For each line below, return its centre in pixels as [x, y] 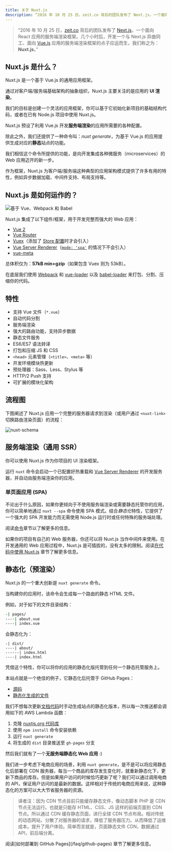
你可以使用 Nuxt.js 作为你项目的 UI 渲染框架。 [53, 461]
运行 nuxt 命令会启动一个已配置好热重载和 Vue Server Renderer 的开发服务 [84, 471]
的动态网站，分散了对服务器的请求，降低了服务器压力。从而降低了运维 [92, 820]
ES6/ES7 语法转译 [31, 344]
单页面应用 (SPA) [26, 492]
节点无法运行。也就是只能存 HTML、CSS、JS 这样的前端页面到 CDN [90, 807]
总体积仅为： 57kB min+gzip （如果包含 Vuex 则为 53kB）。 [67, 264]
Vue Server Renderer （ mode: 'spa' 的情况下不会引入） [71, 247]
